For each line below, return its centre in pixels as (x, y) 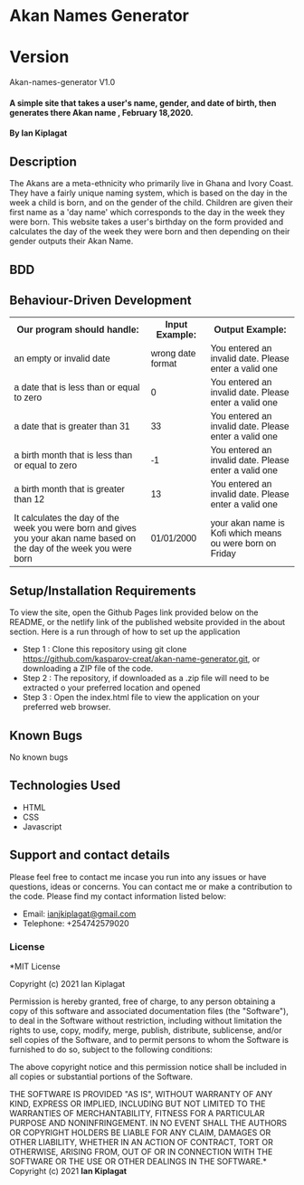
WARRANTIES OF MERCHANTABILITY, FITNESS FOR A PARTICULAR (137, 1113)
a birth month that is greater (69, 489)
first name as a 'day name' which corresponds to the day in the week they (147, 213)
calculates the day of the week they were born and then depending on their (150, 232)
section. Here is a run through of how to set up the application (125, 632)
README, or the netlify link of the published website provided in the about (147, 622)
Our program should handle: (78, 330)
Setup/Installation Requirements (103, 590)
